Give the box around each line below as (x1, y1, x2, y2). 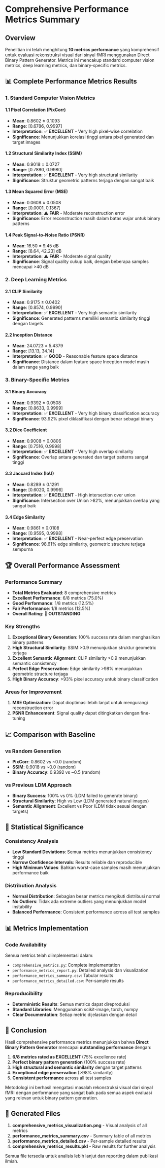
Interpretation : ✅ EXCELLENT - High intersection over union (12, 492, 136, 498)
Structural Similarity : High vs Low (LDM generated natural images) (12, 798, 149, 804)
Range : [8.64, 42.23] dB (12, 248, 62, 254)
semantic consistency (12, 660, 57, 667)
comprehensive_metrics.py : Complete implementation (12, 962, 120, 968)
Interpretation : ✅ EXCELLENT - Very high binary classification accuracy (12, 410, 160, 416)
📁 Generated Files (5, 1109, 61, 1118)
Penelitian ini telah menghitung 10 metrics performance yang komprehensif (5, 47, 159, 52)
